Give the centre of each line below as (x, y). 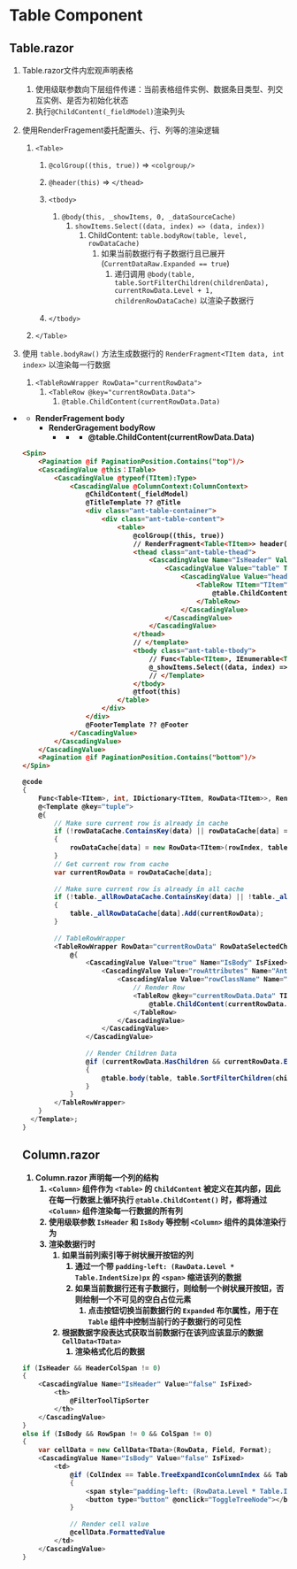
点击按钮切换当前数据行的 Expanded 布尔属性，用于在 (183, 1310)
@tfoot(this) (157, 692)
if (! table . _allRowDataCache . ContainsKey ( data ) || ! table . (165, 897)
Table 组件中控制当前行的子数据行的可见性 (164, 1321)
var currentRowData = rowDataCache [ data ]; (133, 873)
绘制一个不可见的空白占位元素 (137, 1299)
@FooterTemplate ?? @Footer (137, 725)
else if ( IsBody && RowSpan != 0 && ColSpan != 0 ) (117, 1434)
